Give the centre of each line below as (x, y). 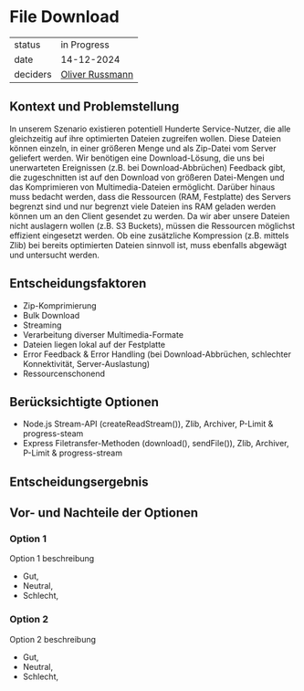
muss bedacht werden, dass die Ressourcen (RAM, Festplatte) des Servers (150, 196)
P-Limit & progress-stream (73, 453)
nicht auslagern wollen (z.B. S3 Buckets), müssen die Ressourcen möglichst (152, 225)
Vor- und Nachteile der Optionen (104, 513)
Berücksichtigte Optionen (84, 402)
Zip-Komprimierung (60, 305)
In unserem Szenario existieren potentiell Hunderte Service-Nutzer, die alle (150, 129)
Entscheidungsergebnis (79, 482)
